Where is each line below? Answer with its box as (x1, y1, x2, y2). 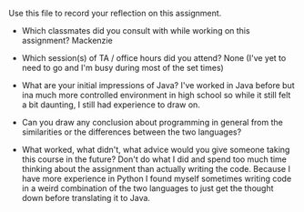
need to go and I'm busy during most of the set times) (21, 63, 224, 73)
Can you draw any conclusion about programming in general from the (21, 117, 283, 127)
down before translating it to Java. (21, 193, 151, 203)
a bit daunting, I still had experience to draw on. (21, 99, 201, 110)
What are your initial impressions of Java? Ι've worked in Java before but (21, 80, 295, 90)
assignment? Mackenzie (21, 35, 113, 45)
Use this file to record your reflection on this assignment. (8, 8, 222, 18)
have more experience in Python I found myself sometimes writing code (21, 173, 292, 184)
